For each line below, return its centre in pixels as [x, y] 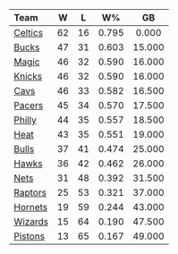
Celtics [28, 33]
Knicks [28, 76]
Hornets [31, 207]
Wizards [31, 221]
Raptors [30, 193]
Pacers [29, 105]
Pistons [30, 236]
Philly [25, 120]
